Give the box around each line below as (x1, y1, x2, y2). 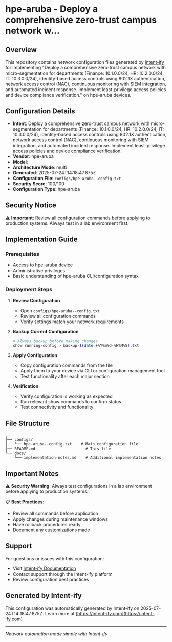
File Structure (5, 419, 50, 427)
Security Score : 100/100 (12, 181, 65, 187)
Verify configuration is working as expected (20, 393, 113, 399)
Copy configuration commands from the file (20, 362, 113, 368)
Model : (12, 158, 28, 165)
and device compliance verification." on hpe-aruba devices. (5, 92, 132, 98)
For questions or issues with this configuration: (5, 555, 104, 561)
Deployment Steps (5, 286, 53, 293)
